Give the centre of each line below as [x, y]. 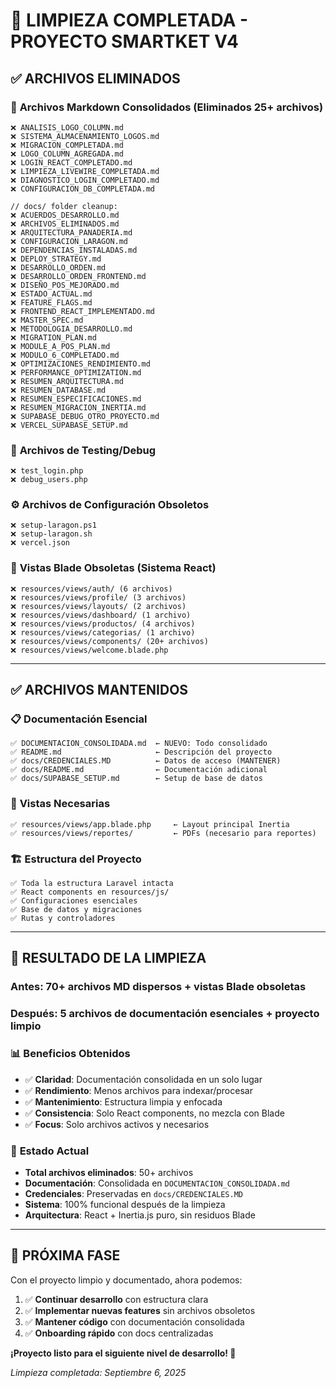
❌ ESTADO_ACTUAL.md [51, 294]
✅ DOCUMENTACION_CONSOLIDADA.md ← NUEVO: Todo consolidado [139, 744]
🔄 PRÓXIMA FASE [65, 1255]
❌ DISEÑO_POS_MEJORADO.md [65, 285]
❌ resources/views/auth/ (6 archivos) [91, 589]
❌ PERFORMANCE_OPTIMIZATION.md [76, 372]
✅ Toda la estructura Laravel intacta [92, 884]
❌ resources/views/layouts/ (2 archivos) [98, 606]
